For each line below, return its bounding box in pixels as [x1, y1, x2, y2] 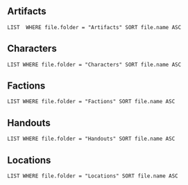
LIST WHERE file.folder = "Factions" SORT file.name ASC [7, 98, 176, 105]
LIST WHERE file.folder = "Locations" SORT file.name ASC [7, 173, 178, 179]
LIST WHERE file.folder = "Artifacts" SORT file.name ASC [7, 24, 182, 30]
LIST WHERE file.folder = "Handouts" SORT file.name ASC [7, 135, 176, 143]
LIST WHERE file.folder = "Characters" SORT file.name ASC [7, 61, 182, 68]
